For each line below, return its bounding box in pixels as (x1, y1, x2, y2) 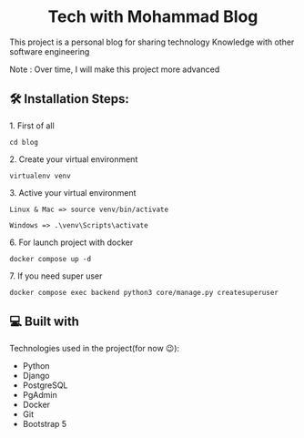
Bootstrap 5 (22, 418, 67, 429)
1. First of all (9, 120, 55, 131)
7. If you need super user (9, 270, 103, 281)
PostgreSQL (22, 380, 68, 391)
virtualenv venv (9, 171, 71, 180)
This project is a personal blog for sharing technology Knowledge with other (9, 36, 295, 47)
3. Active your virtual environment (9, 187, 137, 198)
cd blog (9, 138, 39, 147)
